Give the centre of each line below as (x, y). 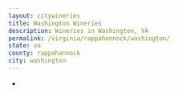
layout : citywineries (44, 16)
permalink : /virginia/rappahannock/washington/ (89, 38)
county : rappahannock (44, 53)
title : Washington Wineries (55, 23)
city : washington (37, 61)
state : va (25, 46)
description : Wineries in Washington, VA (79, 31)
